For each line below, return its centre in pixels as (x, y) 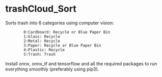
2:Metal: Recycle (42, 41)
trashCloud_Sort (41, 9)
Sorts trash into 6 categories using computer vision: (60, 23)
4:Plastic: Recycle (44, 50)
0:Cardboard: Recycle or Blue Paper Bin (67, 32)
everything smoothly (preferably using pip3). (52, 69)
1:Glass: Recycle (42, 36)
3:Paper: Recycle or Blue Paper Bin (62, 45)
